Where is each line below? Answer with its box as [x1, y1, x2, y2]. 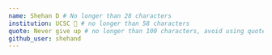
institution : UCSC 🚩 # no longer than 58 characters [8, 19, 190, 27]
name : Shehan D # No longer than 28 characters [8, 11, 172, 20]
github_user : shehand [8, 34, 82, 43]
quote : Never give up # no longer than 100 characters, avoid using [8, 27, 244, 35]
